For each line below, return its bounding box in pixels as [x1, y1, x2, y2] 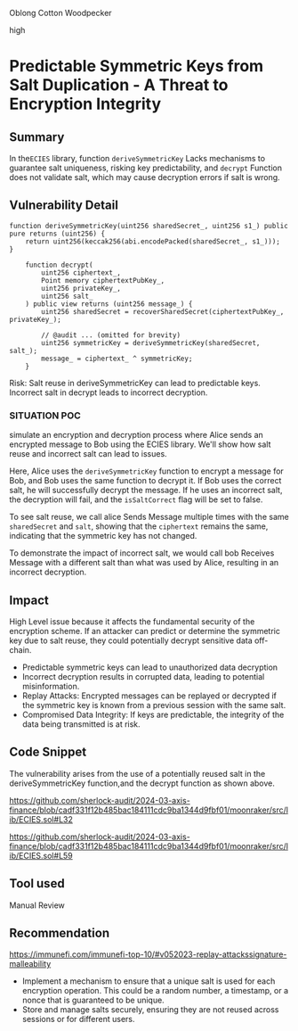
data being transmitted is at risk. [21, 718, 141, 730]
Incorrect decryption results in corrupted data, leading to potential [21, 671, 265, 681]
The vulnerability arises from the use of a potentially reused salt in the [9, 768, 266, 779]
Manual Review [9, 900, 65, 911]
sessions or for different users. [21, 1014, 135, 1025]
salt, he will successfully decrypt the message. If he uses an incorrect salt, [9, 485, 283, 496]
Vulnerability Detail [9, 198, 118, 213]
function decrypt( [25, 260, 93, 269]
